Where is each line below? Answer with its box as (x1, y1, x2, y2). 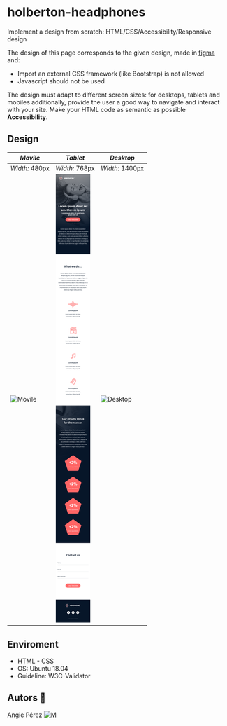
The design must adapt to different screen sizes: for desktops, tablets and (7, 90, 220, 99)
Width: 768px (55, 164, 96, 172)
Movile (20, 153, 41, 162)
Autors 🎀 (7, 692, 47, 704)
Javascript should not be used (17, 76, 105, 85)
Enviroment (7, 638, 59, 650)
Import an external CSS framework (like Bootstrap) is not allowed (17, 69, 205, 78)
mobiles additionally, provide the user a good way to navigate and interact (7, 97, 220, 106)
